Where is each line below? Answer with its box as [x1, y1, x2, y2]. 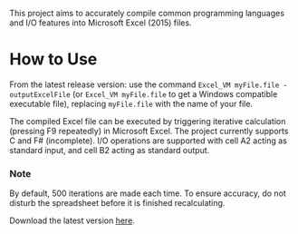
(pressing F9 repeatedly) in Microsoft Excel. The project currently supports [9, 125, 289, 136]
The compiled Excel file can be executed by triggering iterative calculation [9, 115, 286, 126]
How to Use [9, 49, 98, 70]
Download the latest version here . [9, 215, 136, 226]
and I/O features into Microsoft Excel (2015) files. [9, 17, 192, 28]
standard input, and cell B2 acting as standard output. [9, 144, 210, 155]
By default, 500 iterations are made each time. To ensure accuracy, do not [9, 188, 287, 199]
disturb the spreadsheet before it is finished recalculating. [9, 198, 226, 209]
